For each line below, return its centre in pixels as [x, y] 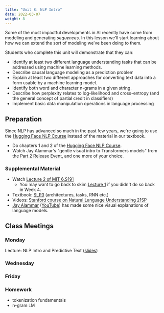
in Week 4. [30, 190]
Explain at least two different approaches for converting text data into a [84, 78]
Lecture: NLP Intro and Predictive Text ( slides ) [51, 251]
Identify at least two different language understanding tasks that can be [84, 62]
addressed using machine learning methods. [57, 67]
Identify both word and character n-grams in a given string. [72, 88]
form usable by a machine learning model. [55, 83]
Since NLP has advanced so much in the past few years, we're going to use [81, 131]
